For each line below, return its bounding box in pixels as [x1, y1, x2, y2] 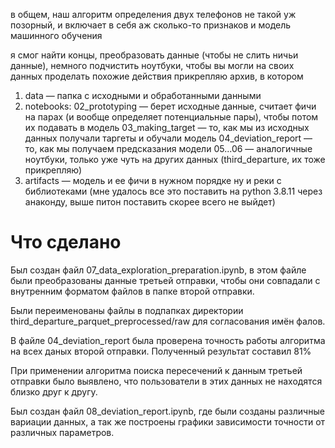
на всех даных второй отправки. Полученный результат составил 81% [10, 345, 312, 357]
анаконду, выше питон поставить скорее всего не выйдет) [24, 196, 276, 208]
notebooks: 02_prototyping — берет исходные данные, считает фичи [24, 100, 317, 112]
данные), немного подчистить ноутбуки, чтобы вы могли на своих [10, 60, 295, 71]
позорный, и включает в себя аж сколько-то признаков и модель [10, 19, 292, 31]
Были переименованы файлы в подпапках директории [10, 304, 244, 316]
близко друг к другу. [10, 385, 98, 398]
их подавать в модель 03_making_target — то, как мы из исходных [24, 122, 310, 133]
